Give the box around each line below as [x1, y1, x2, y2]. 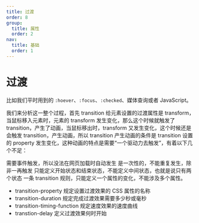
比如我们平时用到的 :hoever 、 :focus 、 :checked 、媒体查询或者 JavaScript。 [6, 97, 192, 104]
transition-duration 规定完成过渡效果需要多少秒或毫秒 [14, 194, 147, 201]
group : [6, 20, 23, 26]
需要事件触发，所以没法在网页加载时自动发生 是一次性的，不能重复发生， [6, 159, 186, 167]
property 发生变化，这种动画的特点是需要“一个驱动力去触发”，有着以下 [13, 139, 188, 146]
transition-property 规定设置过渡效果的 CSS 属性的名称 [14, 187, 151, 194]
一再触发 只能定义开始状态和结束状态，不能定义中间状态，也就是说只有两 [11, 167, 192, 174]
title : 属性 [11, 25, 40, 32]
